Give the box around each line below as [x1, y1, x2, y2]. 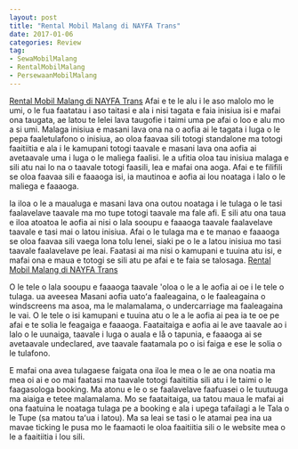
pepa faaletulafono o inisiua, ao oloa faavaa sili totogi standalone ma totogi [9, 133, 283, 143]
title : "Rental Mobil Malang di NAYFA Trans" [9, 21, 181, 30]
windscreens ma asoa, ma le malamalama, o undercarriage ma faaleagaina [9, 300, 283, 311]
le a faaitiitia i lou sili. [9, 431, 85, 442]
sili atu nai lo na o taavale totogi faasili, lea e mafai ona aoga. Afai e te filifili [9, 161, 283, 172]
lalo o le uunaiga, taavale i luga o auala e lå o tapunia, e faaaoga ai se [9, 329, 262, 339]
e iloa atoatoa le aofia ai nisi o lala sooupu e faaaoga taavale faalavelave [9, 216, 273, 227]
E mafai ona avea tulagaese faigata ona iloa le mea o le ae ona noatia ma [9, 364, 276, 375]
